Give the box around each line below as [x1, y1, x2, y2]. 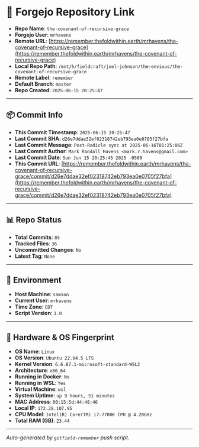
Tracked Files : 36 [14, 239, 57, 247]
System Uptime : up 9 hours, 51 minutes [14, 392, 115, 399]
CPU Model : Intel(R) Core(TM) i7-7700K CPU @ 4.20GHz [14, 411, 152, 418]
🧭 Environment [6, 275, 62, 285]
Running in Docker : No [14, 373, 70, 380]
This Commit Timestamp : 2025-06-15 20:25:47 [14, 128, 130, 135]
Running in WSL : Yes [14, 380, 66, 387]
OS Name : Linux [14, 348, 55, 355]
